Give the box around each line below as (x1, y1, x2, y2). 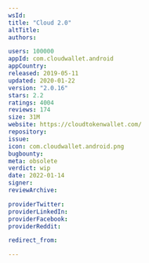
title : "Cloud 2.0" (8, 19, 72, 27)
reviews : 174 (8, 106, 51, 114)
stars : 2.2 (8, 91, 44, 99)
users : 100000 (8, 48, 55, 56)
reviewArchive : (8, 186, 58, 194)
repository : (8, 128, 47, 136)
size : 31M (8, 113, 41, 122)
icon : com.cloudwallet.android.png (8, 142, 125, 150)
